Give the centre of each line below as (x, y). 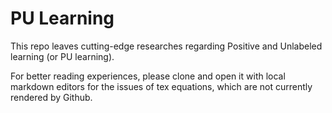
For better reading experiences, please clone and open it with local (148, 76)
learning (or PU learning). (62, 56)
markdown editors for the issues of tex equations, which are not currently (161, 86)
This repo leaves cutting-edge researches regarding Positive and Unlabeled (166, 46)
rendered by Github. (51, 97)
